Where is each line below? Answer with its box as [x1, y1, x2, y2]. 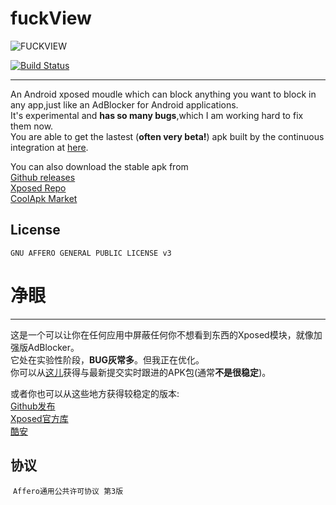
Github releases [10, 171, 76, 183]
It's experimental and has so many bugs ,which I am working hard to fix [10, 109, 304, 121]
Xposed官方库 [10, 412, 69, 424]
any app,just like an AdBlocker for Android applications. [10, 98, 239, 111]
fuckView [10, 7, 92, 30]
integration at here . [10, 141, 89, 153]
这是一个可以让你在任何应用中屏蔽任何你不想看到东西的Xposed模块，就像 [10, 328, 314, 341]
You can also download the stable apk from [10, 160, 189, 172]
